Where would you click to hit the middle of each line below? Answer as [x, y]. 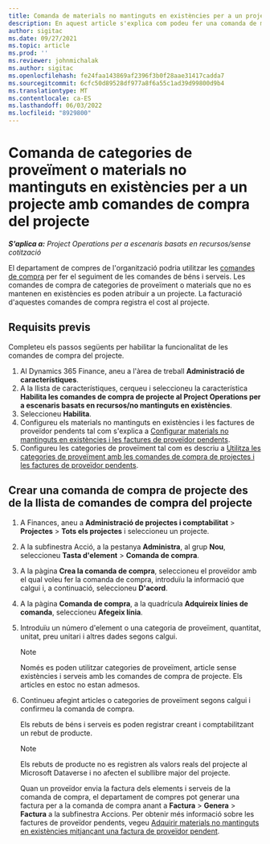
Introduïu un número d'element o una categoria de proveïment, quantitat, [140, 627]
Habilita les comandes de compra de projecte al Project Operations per [140, 396]
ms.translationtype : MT [48, 91]
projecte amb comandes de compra [129, 204]
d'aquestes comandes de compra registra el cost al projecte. [109, 302]
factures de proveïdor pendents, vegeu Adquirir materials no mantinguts [139, 822]
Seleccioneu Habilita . [56, 414]
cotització [25, 252]
